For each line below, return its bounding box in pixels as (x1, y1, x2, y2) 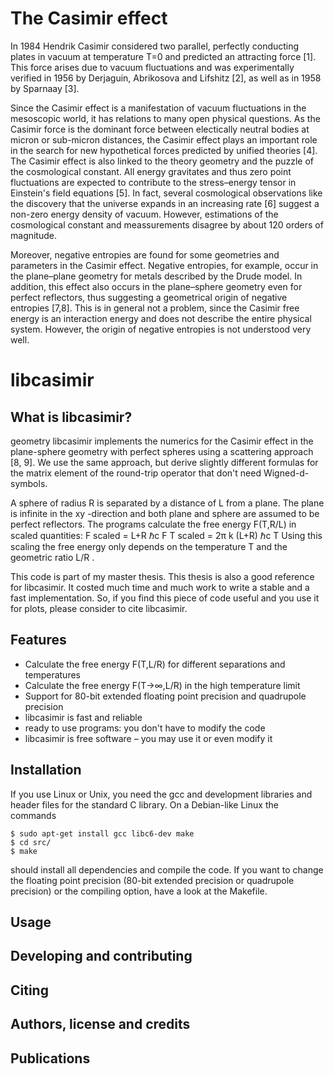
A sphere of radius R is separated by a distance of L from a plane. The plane (10, 497, 325, 509)
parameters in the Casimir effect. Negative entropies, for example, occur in (10, 259, 319, 271)
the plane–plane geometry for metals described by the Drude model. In (10, 270, 303, 282)
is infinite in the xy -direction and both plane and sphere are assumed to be (10, 507, 320, 519)
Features (10, 632, 67, 649)
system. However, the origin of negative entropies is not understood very (10, 323, 312, 335)
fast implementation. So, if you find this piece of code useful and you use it (10, 592, 320, 604)
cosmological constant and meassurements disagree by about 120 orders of (10, 218, 324, 231)
